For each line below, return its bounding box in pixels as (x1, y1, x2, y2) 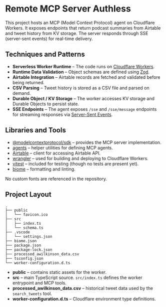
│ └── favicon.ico (5, 212, 48, 217)
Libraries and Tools (5, 126, 66, 134)
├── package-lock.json (5, 247, 52, 252)
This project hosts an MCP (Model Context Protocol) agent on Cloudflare (5, 20, 155, 26)
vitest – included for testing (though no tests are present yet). (12, 161, 139, 167)
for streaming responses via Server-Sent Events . (12, 111, 113, 117)
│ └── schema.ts (5, 225, 43, 231)
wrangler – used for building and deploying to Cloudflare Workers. (12, 155, 148, 161)
